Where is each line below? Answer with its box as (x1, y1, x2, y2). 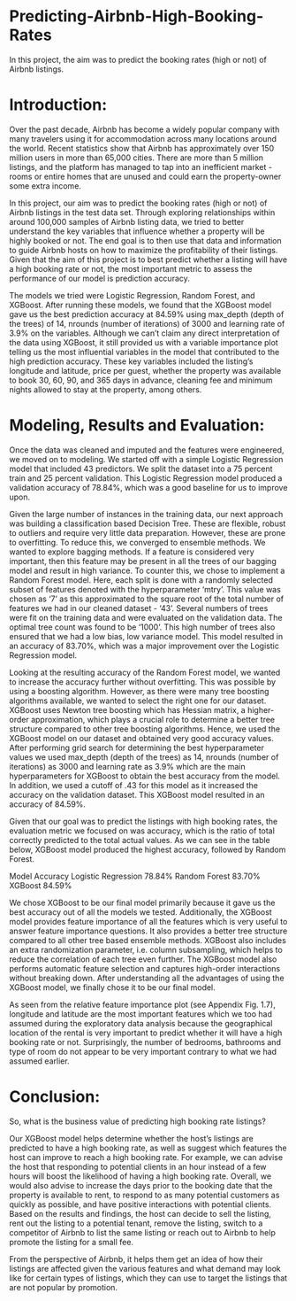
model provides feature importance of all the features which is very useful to (9, 916, 288, 926)
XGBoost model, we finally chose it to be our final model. (9, 981, 216, 993)
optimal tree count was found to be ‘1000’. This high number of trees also (9, 622, 276, 632)
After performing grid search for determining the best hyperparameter (9, 742, 265, 753)
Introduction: (9, 95, 108, 115)
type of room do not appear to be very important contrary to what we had (9, 1046, 277, 1057)
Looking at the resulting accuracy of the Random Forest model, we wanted (9, 667, 281, 678)
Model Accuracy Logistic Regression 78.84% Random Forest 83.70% (9, 871, 261, 881)
